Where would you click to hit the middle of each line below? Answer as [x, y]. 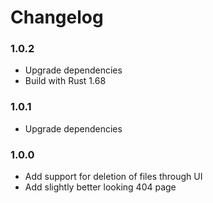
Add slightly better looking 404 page [100, 187]
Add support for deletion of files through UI [113, 177]
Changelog [57, 17]
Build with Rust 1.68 [65, 81]
